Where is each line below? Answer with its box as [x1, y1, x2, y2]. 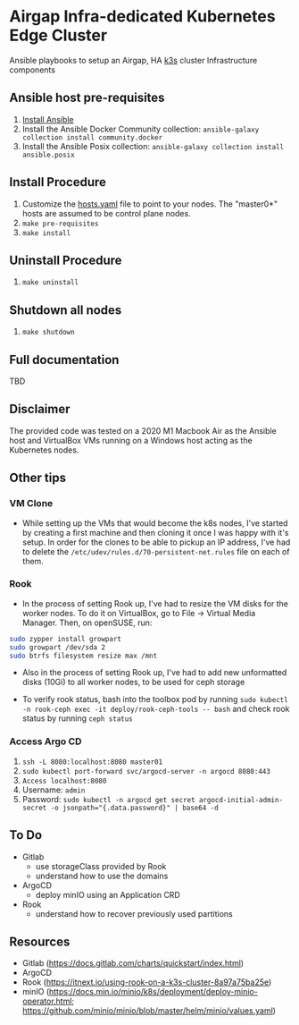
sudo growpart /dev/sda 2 [9, 642, 105, 652]
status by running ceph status [21, 713, 134, 724]
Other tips [9, 470, 67, 486]
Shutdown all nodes [9, 302, 122, 318]
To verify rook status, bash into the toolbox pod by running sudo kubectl [21, 694, 288, 705]
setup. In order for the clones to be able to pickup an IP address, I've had [21, 537, 291, 547]
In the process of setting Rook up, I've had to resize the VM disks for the [21, 597, 288, 609]
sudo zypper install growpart [9, 634, 122, 643]
